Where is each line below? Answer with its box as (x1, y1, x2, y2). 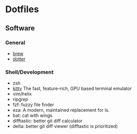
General (5, 39, 25, 46)
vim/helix (12, 91, 32, 97)
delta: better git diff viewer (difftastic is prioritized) (12, 123, 118, 129)
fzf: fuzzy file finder (12, 102, 54, 108)
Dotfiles (5, 4, 39, 15)
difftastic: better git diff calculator (12, 118, 83, 124)
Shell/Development (5, 69, 54, 76)
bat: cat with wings (12, 113, 53, 119)
